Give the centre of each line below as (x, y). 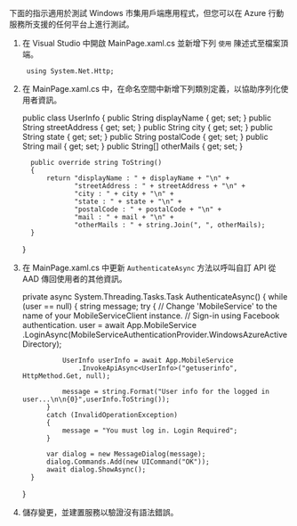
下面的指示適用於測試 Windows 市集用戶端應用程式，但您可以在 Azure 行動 (147, 13)
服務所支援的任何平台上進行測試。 (72, 24)
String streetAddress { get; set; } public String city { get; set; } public (148, 127)
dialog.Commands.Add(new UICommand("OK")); (128, 462)
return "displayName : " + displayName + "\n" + (138, 178)
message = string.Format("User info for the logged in (165, 391)
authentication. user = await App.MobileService (109, 325)
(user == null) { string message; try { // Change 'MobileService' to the (149, 306)
